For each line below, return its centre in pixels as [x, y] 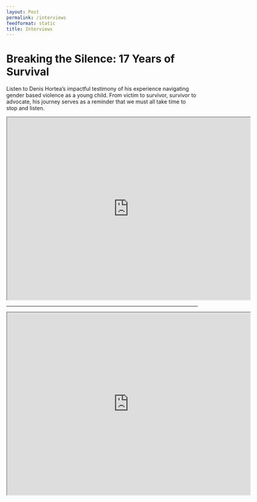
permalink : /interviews [36, 18]
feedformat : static [31, 23]
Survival [28, 72]
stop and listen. [26, 108]
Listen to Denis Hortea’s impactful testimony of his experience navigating [98, 89]
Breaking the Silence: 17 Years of [91, 59]
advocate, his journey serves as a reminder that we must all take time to [96, 102]
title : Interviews [29, 29]
